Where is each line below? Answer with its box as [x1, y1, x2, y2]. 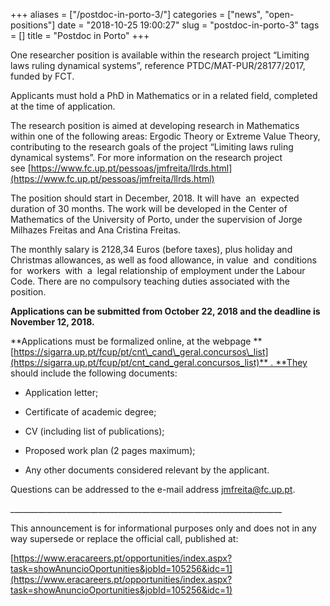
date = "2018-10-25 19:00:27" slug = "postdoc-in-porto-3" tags [57, 19, 320, 31]
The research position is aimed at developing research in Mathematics [10, 120, 300, 131]
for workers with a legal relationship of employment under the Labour [10, 265, 306, 276]
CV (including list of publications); [24, 425, 165, 437]
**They [275, 357, 308, 368]
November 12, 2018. [10, 316, 95, 328]
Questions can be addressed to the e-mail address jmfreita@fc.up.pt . [10, 484, 296, 495]
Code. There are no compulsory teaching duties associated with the [10, 275, 290, 287]
